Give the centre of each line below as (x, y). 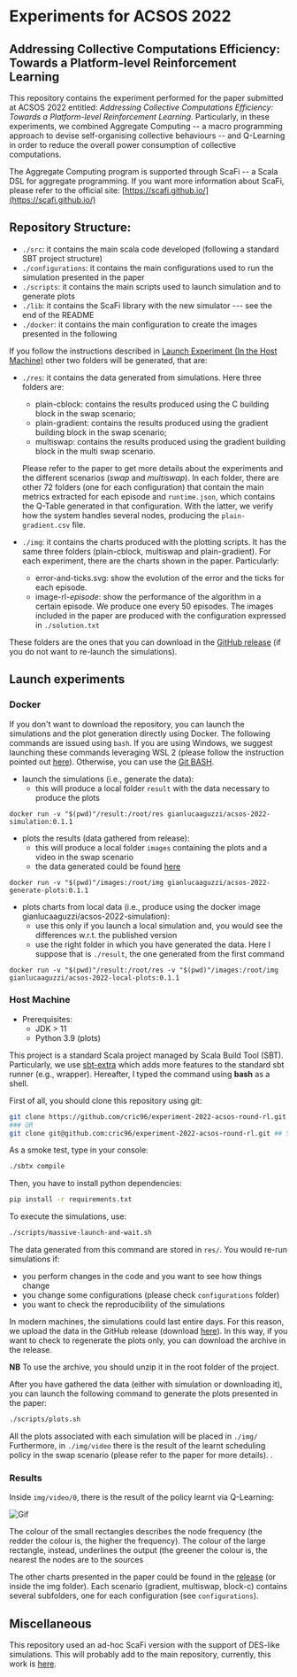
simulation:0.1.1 (41, 821)
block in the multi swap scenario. (95, 451)
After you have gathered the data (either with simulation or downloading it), (146, 1385)
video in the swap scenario (84, 857)
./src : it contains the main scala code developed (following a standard (151, 249)
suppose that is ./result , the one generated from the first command (160, 953)
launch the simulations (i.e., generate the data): (108, 779)
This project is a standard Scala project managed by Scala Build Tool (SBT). (147, 1055)
